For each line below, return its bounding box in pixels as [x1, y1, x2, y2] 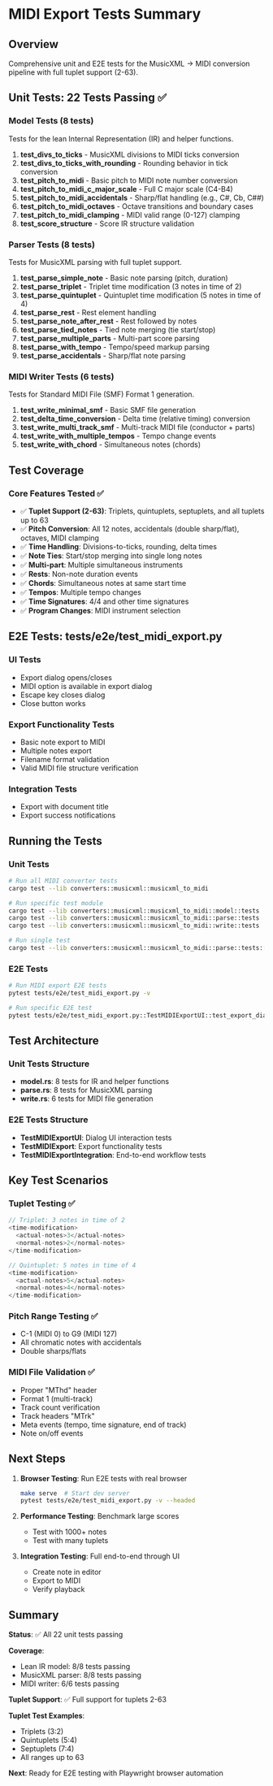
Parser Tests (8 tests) [8, 239, 96, 250]
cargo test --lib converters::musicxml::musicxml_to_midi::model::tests [8, 907, 260, 915]
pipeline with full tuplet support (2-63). [8, 67, 138, 77]
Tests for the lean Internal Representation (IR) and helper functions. [8, 133, 234, 143]
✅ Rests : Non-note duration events [19, 569, 138, 579]
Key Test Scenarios [8, 1173, 109, 1187]
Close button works [19, 698, 86, 708]
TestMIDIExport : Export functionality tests [19, 1141, 162, 1151]
